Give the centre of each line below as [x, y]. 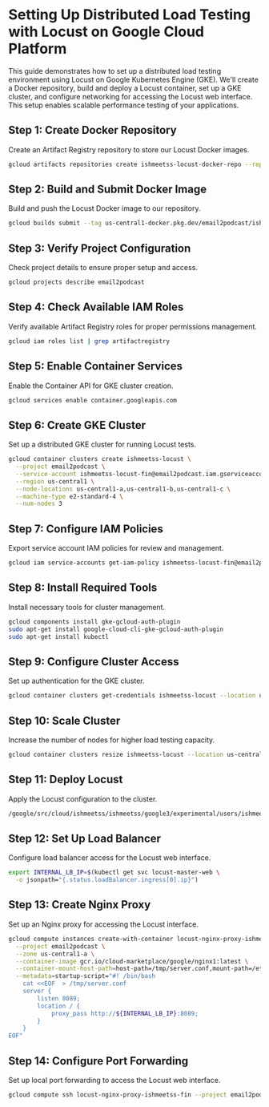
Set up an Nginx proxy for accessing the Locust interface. [103, 924]
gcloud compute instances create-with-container [91, 939]
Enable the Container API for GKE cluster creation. [91, 386]
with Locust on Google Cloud [106, 32]
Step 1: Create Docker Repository [93, 130]
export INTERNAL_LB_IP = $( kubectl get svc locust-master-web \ [114, 873]
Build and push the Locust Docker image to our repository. [104, 208]
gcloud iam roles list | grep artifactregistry [89, 341]
